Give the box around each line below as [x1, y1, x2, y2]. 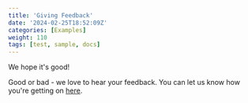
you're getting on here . [8, 86, 83, 95]
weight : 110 [8, 33, 47, 42]
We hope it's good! [8, 62, 70, 72]
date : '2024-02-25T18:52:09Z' [8, 19, 108, 27]
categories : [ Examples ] [8, 26, 87, 34]
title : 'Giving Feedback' [8, 11, 93, 20]
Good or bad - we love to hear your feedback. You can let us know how [8, 78, 241, 87]
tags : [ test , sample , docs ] [8, 41, 101, 49]
